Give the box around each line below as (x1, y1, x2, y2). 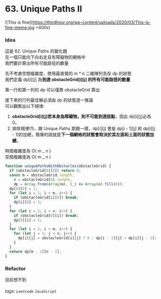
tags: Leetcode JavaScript (5, 288, 57, 294)
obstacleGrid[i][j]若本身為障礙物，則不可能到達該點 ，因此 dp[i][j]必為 (12, 114, 151, 120)
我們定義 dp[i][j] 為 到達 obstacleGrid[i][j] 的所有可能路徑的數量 (5, 76, 131, 83)
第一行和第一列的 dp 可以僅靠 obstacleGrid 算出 (5, 87, 100, 93)
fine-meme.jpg (5, 24, 35, 30)
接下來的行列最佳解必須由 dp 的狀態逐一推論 (5, 97, 93, 103)
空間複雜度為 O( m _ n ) (5, 154, 51, 160)
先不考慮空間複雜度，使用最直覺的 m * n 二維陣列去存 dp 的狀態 (5, 71, 132, 76)
